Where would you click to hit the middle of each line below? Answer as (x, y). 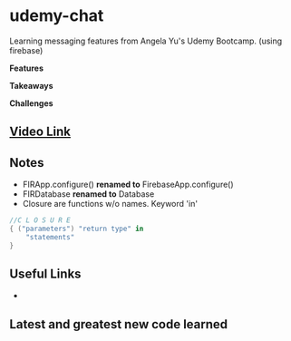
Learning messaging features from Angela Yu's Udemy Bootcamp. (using (146, 41)
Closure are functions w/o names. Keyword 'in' (110, 204)
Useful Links (45, 274)
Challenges (31, 103)
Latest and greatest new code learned (119, 324)
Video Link (40, 132)
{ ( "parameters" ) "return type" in (77, 229)
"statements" (50, 237)
